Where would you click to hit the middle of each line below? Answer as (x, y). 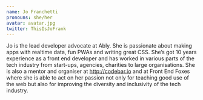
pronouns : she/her (29, 17)
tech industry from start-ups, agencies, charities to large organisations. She (101, 65)
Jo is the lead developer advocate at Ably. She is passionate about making (99, 46)
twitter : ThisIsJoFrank (36, 29)
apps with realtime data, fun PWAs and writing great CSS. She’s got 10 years (101, 52)
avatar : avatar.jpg (31, 23)
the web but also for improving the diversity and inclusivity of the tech (94, 84)
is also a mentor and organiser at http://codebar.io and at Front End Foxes (98, 71)
